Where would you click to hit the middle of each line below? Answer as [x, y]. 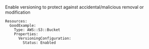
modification [18, 12]
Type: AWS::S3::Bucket [37, 30]
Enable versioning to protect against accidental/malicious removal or [74, 7]
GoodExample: [23, 25]
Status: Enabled [39, 43]
